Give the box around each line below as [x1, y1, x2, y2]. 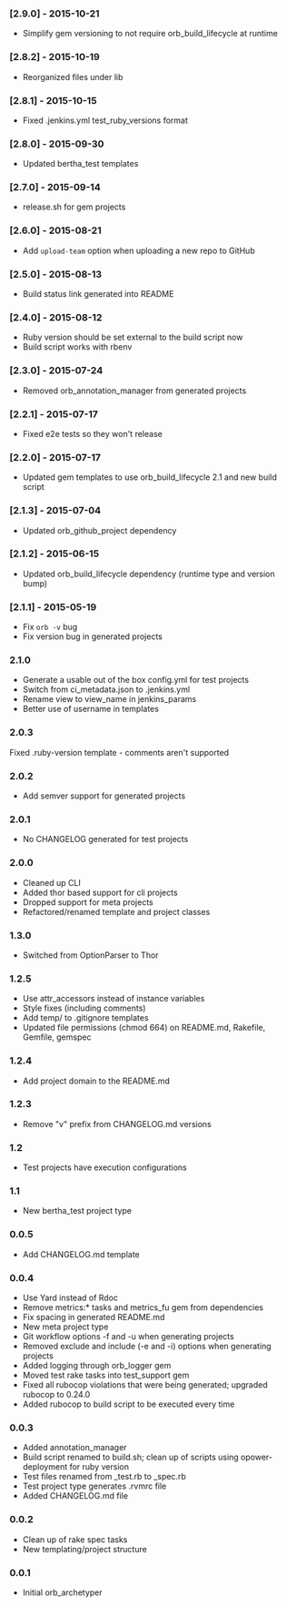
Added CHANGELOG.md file [22, 1490, 129, 1501]
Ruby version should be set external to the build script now [22, 331, 243, 343]
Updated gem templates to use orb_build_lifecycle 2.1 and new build [22, 472, 277, 483]
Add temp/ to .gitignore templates [22, 1012, 149, 1023]
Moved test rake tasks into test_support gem [22, 1369, 190, 1381]
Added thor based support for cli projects [22, 887, 179, 898]
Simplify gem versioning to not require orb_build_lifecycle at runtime [22, 28, 279, 39]
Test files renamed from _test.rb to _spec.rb [22, 1471, 186, 1482]
